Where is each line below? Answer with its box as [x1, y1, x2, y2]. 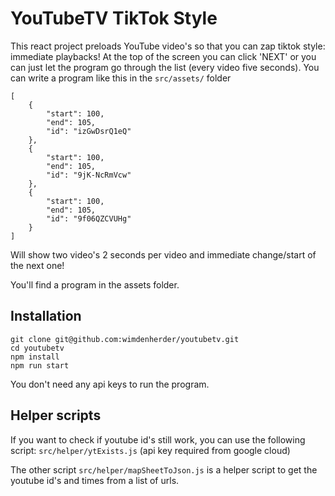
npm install [10, 352, 60, 362]
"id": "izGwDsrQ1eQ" [46, 126, 132, 136]
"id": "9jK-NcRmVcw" [46, 170, 132, 180]
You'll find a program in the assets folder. [10, 278, 180, 291]
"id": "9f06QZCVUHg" [46, 213, 132, 224]
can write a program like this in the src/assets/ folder [10, 72, 232, 84]
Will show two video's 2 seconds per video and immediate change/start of [10, 248, 317, 261]
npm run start [10, 360, 70, 371]
